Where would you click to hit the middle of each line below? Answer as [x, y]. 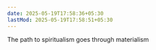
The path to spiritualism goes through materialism [78, 39]
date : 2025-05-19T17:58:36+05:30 [55, 13]
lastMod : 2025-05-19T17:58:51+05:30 [60, 20]
